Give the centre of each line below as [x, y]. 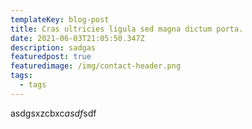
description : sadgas [53, 47]
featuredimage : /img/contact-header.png [96, 66]
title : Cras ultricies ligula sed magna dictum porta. [127, 29]
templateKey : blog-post [60, 19]
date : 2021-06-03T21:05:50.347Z [77, 38]
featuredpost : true [51, 57]
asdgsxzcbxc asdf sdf [53, 113]
